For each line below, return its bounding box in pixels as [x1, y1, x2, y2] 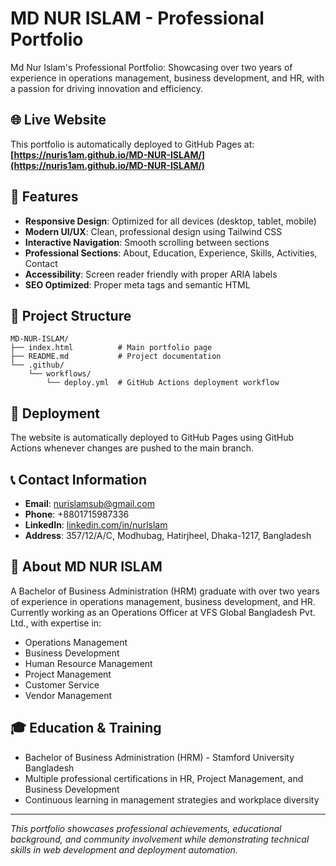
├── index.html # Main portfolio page [10, 343, 213, 353]
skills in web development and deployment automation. [10, 843, 238, 856]
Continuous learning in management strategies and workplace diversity [24, 793, 320, 806]
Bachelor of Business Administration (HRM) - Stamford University [24, 751, 295, 763]
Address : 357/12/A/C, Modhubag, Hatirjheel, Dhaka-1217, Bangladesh [24, 530, 312, 541]
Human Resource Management [24, 657, 153, 669]
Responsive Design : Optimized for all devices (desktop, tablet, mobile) [24, 215, 317, 227]
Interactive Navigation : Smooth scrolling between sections [24, 236, 270, 248]
